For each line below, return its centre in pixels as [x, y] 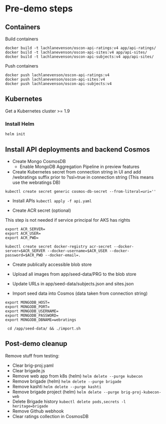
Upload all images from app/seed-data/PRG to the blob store [74, 274]
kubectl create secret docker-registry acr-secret [58, 247]
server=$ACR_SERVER [25, 251]
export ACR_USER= [23, 233]
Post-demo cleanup [36, 344]
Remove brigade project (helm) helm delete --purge [66, 392]
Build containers [22, 39]
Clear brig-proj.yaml [33, 365]
